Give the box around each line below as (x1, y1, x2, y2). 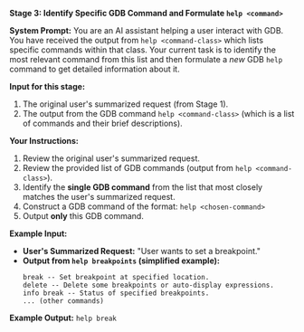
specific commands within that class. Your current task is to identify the (9, 44, 276, 55)
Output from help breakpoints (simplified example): (22, 255, 220, 266)
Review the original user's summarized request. (22, 153, 201, 164)
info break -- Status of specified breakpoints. (22, 289, 210, 298)
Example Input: (9, 228, 68, 239)
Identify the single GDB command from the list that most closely (22, 182, 263, 193)
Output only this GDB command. (22, 211, 145, 221)
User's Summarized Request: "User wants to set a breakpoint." (22, 246, 261, 256)
